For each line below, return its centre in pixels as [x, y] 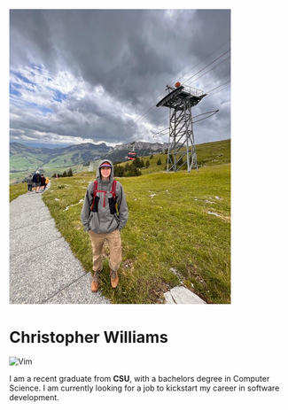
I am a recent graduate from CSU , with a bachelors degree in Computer [140, 379]
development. [34, 398]
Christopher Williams [89, 337]
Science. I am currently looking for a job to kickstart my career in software [144, 388]
